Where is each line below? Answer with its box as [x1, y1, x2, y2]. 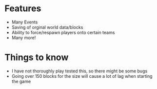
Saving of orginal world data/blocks [11, 24, 83, 30]
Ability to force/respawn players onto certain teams [11, 29, 115, 35]
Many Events [11, 19, 38, 25]
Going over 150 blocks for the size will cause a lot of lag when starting [11, 73, 153, 79]
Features [4, 3, 41, 14]
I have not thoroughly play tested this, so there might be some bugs [11, 68, 148, 74]
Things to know [4, 52, 69, 63]
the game [11, 78, 31, 84]
